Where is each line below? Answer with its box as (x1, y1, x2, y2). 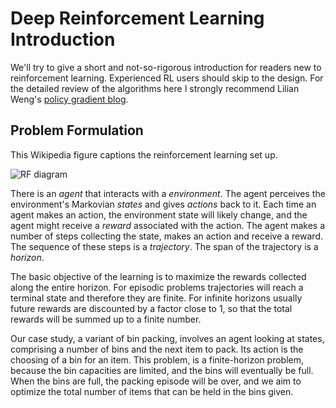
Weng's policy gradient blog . (10, 93, 129, 105)
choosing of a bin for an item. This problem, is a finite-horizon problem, (10, 353, 305, 366)
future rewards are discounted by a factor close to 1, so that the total (10, 302, 293, 314)
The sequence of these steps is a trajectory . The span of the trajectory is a (10, 240, 319, 252)
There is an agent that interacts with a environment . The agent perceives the (10, 187, 326, 199)
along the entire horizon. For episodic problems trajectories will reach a (10, 281, 304, 293)
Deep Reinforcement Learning (10, 7, 265, 30)
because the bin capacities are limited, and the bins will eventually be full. (10, 364, 314, 376)
